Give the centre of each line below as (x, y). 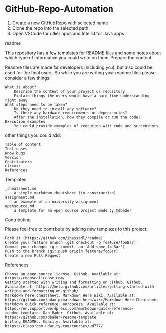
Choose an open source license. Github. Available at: (63, 274)
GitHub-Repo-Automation (59, 9)
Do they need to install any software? (55, 109)
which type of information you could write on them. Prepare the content (78, 57)
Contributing (18, 220)
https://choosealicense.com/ (35, 278)
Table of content (23, 144)
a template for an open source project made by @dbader (73, 210)
